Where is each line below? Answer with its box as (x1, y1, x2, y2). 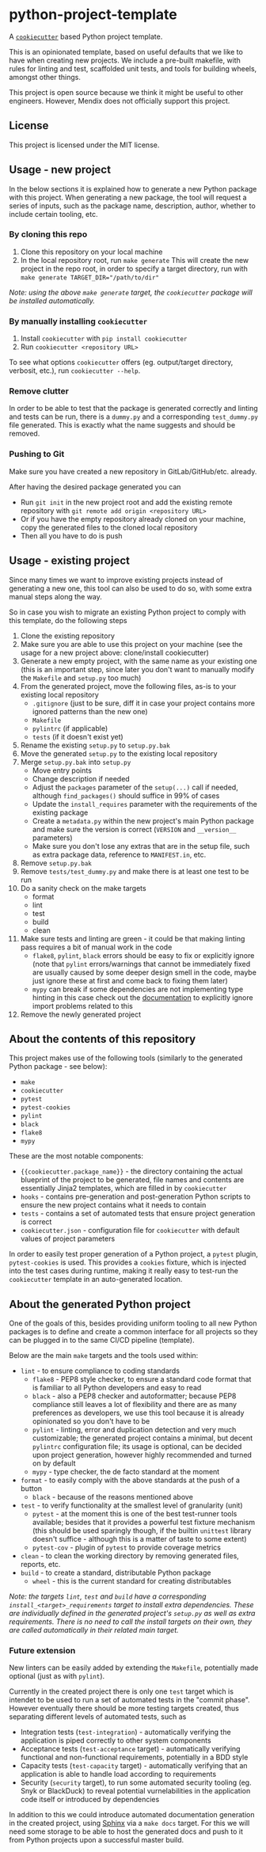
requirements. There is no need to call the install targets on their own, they (9, 1617, 253, 1626)
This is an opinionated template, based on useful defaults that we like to (9, 47, 244, 56)
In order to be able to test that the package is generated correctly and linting (9, 404, 258, 413)
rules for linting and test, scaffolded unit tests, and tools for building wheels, (9, 63, 257, 73)
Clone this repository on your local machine (20, 247, 163, 257)
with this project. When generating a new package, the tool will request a (9, 192, 248, 202)
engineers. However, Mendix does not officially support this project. (9, 96, 230, 105)
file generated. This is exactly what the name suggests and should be (9, 420, 236, 430)
